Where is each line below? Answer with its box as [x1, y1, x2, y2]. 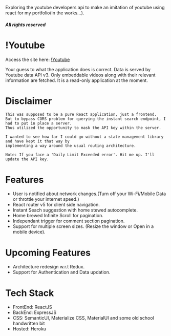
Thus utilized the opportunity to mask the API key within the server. [5, 125, 161, 131]
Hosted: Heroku [12, 326, 47, 332]
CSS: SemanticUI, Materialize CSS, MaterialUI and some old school [12, 315, 155, 321]
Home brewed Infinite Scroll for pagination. [12, 213, 104, 219]
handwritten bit [12, 320, 45, 327]
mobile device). [12, 229, 46, 235]
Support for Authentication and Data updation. [12, 269, 111, 276]
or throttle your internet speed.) [12, 196, 79, 202]
